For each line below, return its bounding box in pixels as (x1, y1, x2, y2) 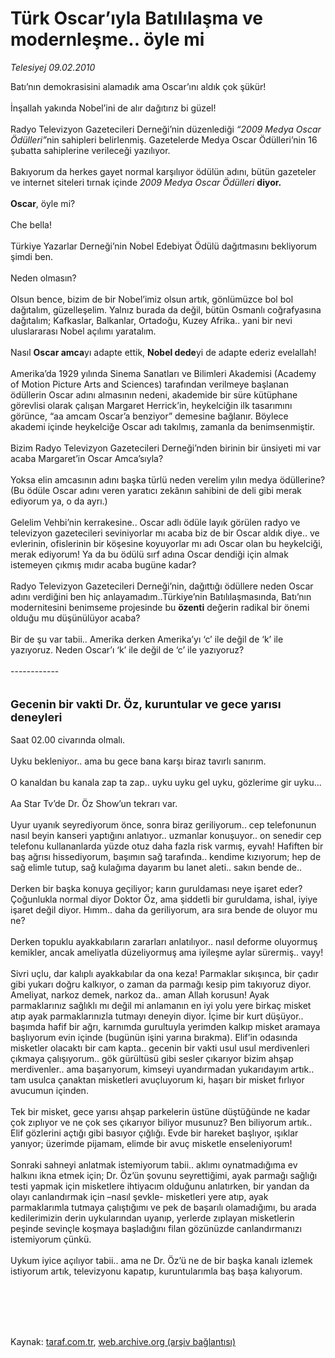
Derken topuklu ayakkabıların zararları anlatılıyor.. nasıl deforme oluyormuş (10, 935, 318, 947)
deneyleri (10, 710, 63, 724)
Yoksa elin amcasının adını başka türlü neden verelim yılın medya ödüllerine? (10, 473, 326, 486)
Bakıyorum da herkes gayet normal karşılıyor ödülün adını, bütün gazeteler (10, 165, 317, 177)
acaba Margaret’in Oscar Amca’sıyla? (10, 452, 164, 464)
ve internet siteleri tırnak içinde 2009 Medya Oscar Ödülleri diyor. (10, 176, 282, 188)
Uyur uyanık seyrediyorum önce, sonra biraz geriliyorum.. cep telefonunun (10, 818, 317, 831)
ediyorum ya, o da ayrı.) (10, 495, 108, 507)
